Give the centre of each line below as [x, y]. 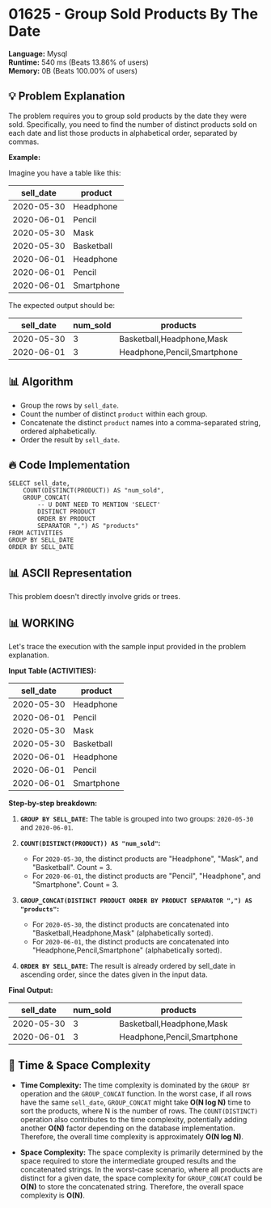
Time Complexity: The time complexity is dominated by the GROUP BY [135, 1085]
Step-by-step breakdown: [53, 803]
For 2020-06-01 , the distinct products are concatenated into [131, 942]
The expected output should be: [62, 305]
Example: [25, 157]
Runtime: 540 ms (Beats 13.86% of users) [79, 62]
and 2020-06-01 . [47, 827]
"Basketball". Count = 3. [72, 867]
